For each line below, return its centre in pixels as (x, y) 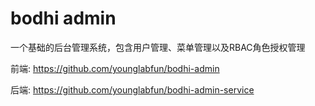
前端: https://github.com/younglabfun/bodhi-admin (115, 68)
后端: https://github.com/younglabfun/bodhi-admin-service (132, 89)
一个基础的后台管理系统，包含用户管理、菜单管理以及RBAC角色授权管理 (158, 47)
